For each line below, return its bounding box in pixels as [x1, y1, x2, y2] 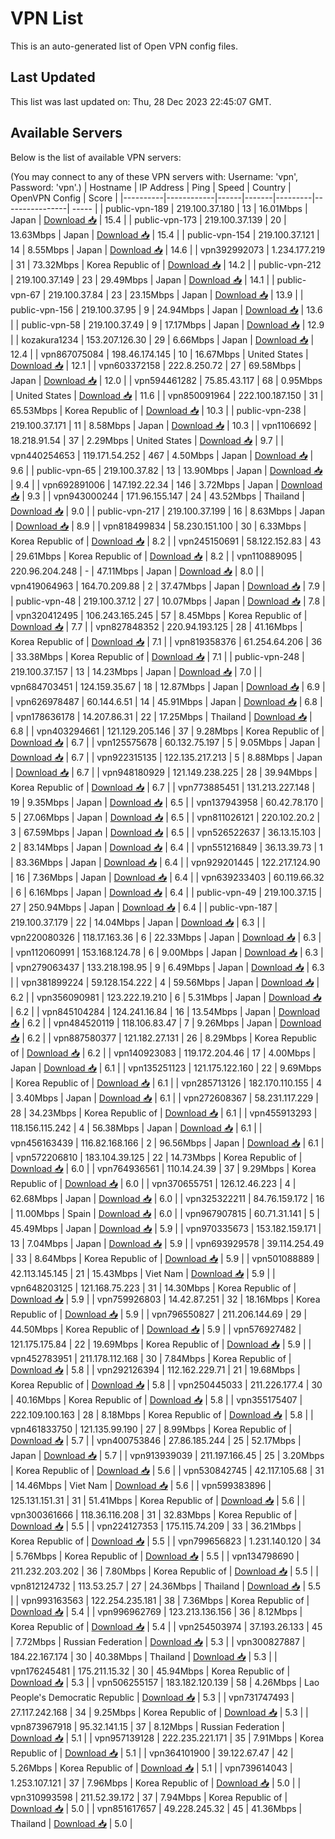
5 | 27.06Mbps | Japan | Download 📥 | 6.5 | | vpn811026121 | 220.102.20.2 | [10, 811, 321, 823]
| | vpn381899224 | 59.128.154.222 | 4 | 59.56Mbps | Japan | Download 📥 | [10, 976, 320, 988]
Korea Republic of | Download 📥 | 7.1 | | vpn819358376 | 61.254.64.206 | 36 [10, 635, 323, 647]
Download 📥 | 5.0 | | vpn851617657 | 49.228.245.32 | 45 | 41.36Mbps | [10, 1802, 303, 1814]
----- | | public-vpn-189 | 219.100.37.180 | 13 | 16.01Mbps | [71, 202, 308, 214]
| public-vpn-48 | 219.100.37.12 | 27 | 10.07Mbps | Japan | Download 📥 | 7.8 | [10, 595, 326, 607]
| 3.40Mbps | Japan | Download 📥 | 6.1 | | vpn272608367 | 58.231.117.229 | [10, 1092, 319, 1104]
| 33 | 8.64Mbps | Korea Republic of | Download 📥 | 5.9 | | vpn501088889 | [10, 1252, 320, 1264]
